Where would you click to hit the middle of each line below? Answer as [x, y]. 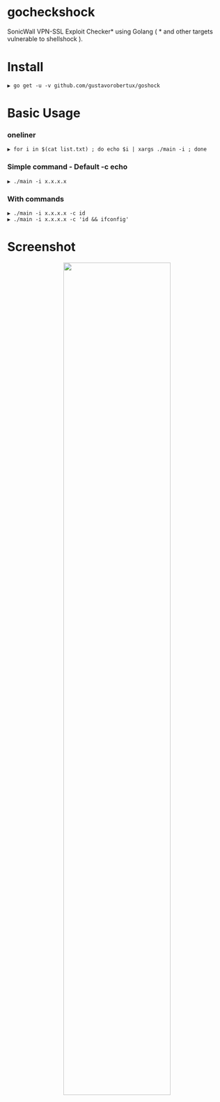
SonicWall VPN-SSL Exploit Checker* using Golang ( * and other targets [110, 31]
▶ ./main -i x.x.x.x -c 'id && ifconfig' [68, 219]
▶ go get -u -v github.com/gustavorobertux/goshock [84, 85]
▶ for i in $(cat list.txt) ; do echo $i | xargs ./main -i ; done [107, 150]
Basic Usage [44, 113]
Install [25, 67]
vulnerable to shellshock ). [45, 38]
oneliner [22, 135]
